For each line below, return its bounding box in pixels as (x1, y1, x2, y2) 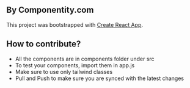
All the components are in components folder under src (15, 55, 155, 62)
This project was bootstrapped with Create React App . (6, 21, 144, 28)
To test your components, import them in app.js (15, 61, 135, 69)
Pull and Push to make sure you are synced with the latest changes (15, 75, 185, 82)
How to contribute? (6, 39, 81, 50)
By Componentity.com (6, 5, 94, 15)
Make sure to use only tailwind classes (15, 68, 113, 75)
